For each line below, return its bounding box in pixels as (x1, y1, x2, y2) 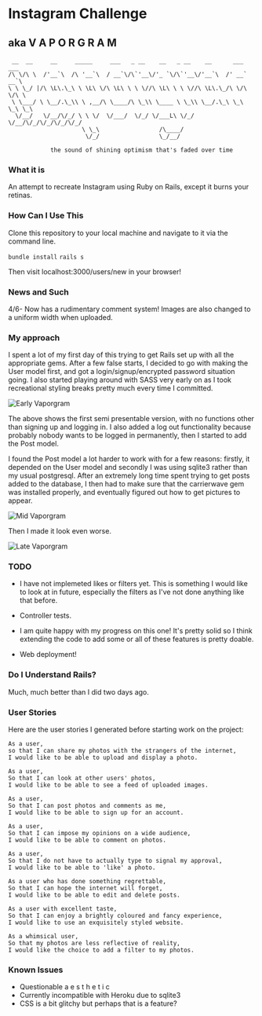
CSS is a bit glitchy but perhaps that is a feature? (19, 999, 178, 1008)
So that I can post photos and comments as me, (8, 802, 167, 810)
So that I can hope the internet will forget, (8, 885, 163, 893)
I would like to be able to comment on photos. (8, 836, 167, 845)
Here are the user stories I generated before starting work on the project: (8, 724, 244, 735)
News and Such (8, 286, 69, 297)
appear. (8, 496, 33, 505)
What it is (8, 164, 45, 175)
